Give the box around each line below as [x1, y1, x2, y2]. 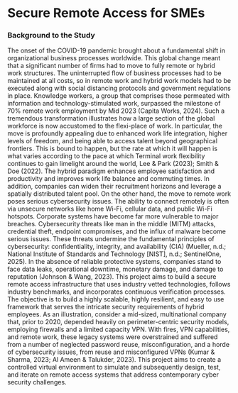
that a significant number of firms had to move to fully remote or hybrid [7, 62, 215, 70]
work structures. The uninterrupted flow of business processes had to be [7, 69, 222, 77]
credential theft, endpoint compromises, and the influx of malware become [7, 227, 226, 236]
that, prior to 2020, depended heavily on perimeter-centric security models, [7, 318, 229, 326]
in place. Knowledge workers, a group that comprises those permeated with [7, 92, 229, 100]
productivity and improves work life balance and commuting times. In [7, 175, 210, 183]
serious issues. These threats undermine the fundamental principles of [7, 235, 215, 243]
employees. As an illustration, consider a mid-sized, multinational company [7, 310, 227, 319]
